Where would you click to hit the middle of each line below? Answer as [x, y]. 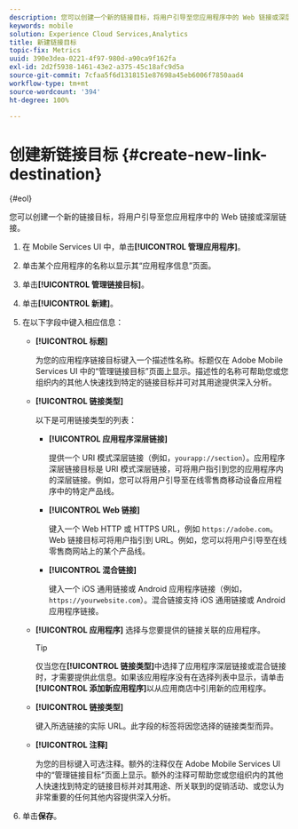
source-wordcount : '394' [55, 92]
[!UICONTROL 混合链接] [93, 570]
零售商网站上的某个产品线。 [99, 551]
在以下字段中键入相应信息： [73, 323]
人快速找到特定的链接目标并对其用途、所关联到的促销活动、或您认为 [160, 786]
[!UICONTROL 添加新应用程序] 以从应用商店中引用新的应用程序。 [153, 689]
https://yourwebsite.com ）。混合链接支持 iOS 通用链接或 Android [167, 600]
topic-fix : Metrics [45, 51]
